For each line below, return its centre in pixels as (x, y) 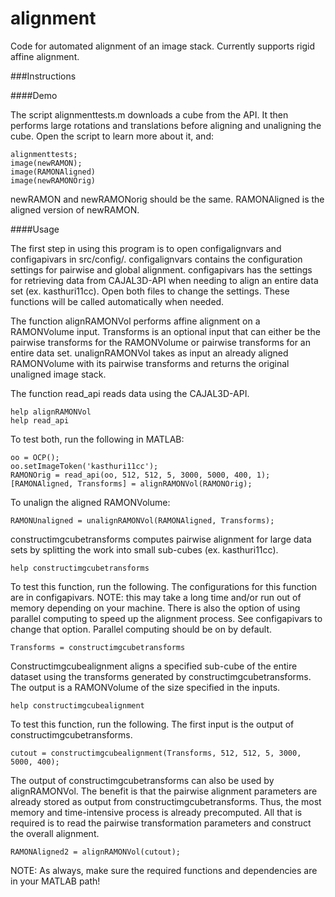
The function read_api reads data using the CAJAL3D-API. (130, 393)
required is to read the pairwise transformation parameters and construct (161, 823)
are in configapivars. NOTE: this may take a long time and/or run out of (156, 597)
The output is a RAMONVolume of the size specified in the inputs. (145, 687)
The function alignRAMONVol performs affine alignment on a (135, 321)
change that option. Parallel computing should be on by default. (141, 629)
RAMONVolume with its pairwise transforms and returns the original (150, 363)
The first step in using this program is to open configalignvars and (146, 248)
